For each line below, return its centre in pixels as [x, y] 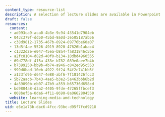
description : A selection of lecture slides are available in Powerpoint [83, 14]
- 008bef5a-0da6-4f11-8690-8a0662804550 [52, 93]
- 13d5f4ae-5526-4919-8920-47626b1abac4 [52, 47]
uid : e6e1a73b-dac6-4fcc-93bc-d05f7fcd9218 [51, 107]
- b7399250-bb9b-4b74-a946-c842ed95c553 [52, 65]
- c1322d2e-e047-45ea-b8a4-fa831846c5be [52, 51]
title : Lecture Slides [28, 103]
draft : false [19, 19]
